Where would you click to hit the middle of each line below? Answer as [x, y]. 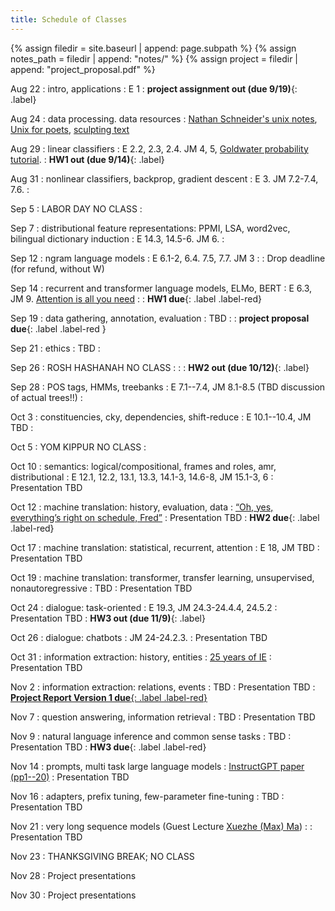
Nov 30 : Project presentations [73, 895]
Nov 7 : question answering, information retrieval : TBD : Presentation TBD [163, 717]
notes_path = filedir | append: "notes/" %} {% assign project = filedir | [154, 58]
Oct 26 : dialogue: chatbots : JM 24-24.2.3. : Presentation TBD [139, 637]
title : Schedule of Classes [69, 19]
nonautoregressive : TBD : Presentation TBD [101, 588]
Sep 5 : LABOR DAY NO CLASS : [76, 208]
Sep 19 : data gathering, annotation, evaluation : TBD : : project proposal [160, 318]
